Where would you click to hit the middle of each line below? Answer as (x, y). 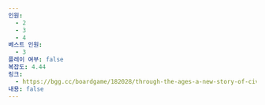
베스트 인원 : (26, 45)
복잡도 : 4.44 (27, 67)
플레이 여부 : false (36, 60)
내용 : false (26, 89)
